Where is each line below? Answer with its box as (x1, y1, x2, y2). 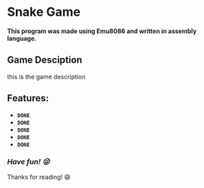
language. (7, 34, 37, 42)
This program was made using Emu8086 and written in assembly (7, 27, 197, 35)
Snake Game (7, 4, 81, 20)
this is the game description (7, 72, 86, 81)
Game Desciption (7, 54, 82, 66)
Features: (7, 92, 49, 104)
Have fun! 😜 (7, 157, 50, 167)
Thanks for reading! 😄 (7, 173, 71, 181)
